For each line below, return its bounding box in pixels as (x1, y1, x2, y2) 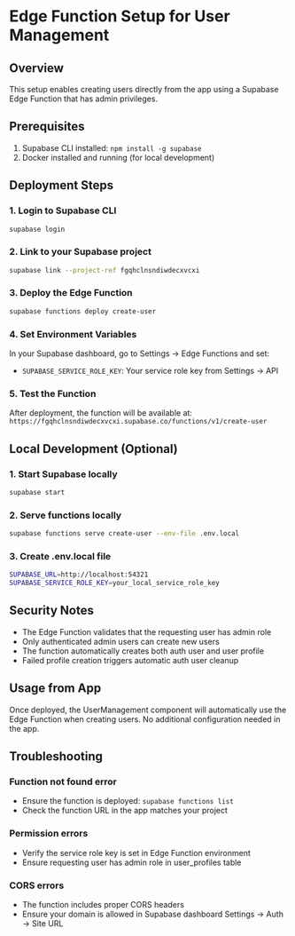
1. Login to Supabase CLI (9, 204, 117, 217)
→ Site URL (21, 918, 64, 929)
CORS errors (9, 879, 65, 892)
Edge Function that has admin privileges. (9, 93, 158, 104)
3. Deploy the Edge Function (9, 287, 133, 299)
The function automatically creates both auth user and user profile (21, 646, 264, 656)
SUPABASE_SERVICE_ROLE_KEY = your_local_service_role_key (9, 579, 220, 588)
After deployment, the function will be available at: (9, 408, 193, 418)
